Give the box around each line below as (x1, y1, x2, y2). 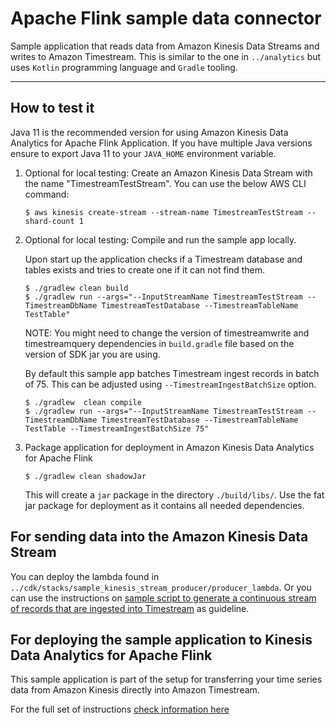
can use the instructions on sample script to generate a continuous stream (10, 592, 317, 604)
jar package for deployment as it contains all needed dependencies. (24, 499, 305, 511)
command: (24, 188, 70, 200)
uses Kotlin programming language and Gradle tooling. (10, 61, 238, 73)
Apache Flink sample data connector (10, 7, 322, 30)
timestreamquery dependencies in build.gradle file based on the (24, 337, 295, 349)
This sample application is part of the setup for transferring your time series (10, 673, 323, 686)
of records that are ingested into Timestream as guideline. (10, 602, 250, 614)
